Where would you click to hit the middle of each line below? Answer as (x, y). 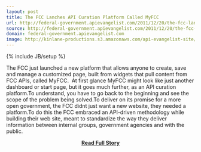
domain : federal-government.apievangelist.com (65, 34)
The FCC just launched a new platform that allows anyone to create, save (96, 68)
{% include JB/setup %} (36, 56)
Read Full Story (100, 143)
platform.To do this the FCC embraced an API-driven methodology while (95, 112)
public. (15, 131)
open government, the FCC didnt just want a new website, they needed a (96, 106)
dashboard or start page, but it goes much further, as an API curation (91, 87)
